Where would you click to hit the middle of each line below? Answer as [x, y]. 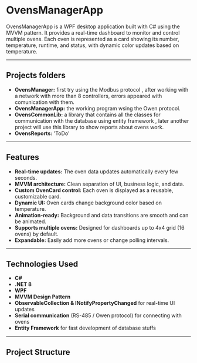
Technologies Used [42, 264]
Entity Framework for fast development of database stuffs [85, 328]
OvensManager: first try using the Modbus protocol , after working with [101, 89]
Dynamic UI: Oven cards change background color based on [88, 203]
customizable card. [38, 196]
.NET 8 [23, 284]
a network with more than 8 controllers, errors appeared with [88, 96]
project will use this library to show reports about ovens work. [89, 127]
